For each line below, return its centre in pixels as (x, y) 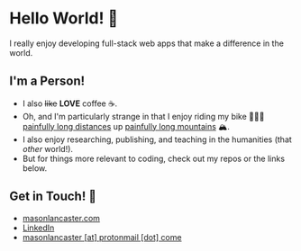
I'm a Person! (47, 81)
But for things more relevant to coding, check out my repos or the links (154, 158)
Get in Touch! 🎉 (53, 197)
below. (35, 168)
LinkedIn (38, 228)
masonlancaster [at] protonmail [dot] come (102, 237)
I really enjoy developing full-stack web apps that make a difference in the (146, 43)
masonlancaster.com (61, 218)
